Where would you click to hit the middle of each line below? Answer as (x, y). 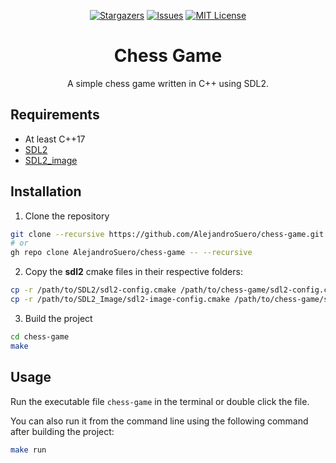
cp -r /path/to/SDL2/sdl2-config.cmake (93, 290)
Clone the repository (67, 216)
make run (28, 450)
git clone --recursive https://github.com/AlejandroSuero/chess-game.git (167, 234)
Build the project (58, 318)
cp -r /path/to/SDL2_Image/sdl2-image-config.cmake (120, 300)
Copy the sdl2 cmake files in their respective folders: (133, 272)
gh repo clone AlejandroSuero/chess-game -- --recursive (131, 253)
